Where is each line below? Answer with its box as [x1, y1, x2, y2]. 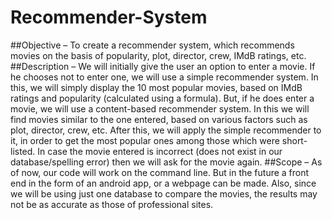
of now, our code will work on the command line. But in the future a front [10, 166, 310, 178]
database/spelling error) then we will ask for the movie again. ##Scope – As [10, 156, 323, 168]
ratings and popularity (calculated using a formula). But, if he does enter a [10, 92, 315, 104]
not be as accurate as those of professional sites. [10, 198, 214, 210]
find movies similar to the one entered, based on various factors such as [10, 113, 308, 125]
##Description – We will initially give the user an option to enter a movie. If [10, 60, 316, 72]
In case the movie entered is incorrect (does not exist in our [37, 145, 283, 157]
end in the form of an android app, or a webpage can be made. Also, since [10, 177, 317, 189]
